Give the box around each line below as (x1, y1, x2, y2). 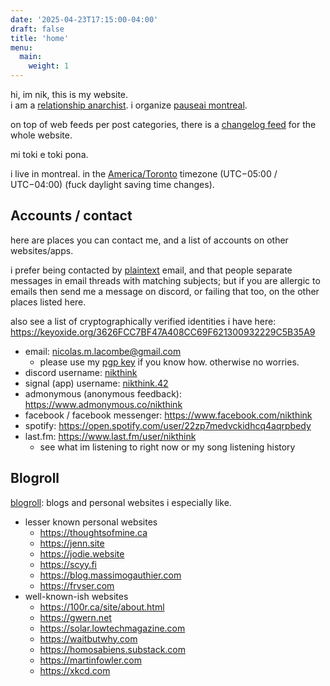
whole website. (10, 129, 73, 141)
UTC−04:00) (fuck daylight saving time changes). (10, 179, 215, 190)
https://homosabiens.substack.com (39, 643, 187, 655)
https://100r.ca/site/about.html (39, 601, 165, 613)
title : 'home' (10, 33, 70, 43)
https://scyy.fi (39, 558, 97, 570)
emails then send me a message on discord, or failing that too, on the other (10, 285, 320, 297)
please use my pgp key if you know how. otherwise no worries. (39, 356, 300, 368)
